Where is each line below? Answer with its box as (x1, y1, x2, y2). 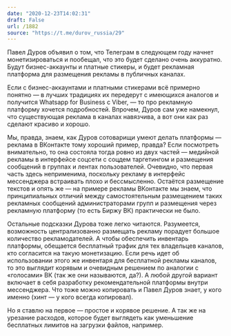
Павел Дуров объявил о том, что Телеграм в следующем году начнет (7, 48, 214, 56)
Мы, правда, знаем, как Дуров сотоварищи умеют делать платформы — (7, 134, 222, 142)
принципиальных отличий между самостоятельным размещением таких (7, 192, 223, 200)
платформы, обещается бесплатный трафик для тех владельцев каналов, (7, 242, 224, 250)
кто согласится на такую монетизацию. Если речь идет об (7, 249, 180, 258)
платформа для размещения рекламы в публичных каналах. (7, 70, 186, 78)
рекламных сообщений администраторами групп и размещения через (7, 199, 217, 207)
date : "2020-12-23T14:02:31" (7, 10, 91, 17)
